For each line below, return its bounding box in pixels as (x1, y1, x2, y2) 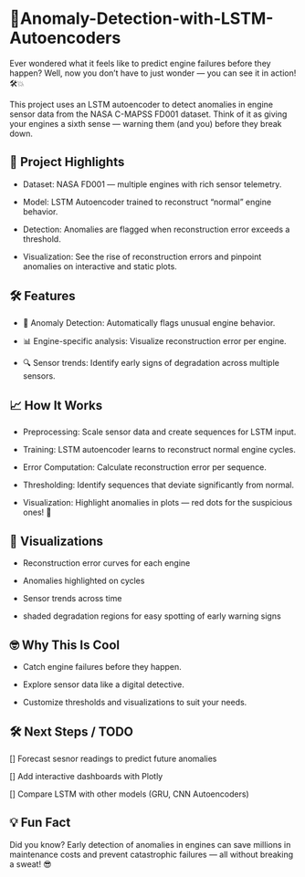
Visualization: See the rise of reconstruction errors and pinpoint (22, 251, 262, 262)
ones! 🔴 (22, 506, 52, 518)
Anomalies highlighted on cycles (22, 575, 145, 587)
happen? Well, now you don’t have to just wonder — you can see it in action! (9, 68, 297, 78)
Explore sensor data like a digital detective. (22, 679, 184, 690)
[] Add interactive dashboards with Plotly (9, 770, 163, 781)
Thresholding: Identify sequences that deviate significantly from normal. (22, 479, 295, 491)
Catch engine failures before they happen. (22, 662, 183, 672)
